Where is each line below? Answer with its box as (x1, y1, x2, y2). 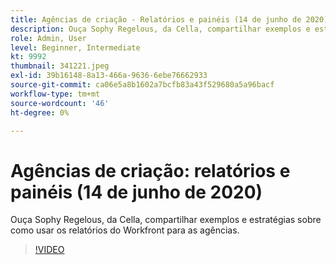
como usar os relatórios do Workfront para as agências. (10, 224, 240, 236)
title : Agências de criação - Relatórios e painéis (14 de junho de (10, 14, 302, 25)
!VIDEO (34, 244, 65, 256)
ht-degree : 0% (10, 107, 70, 118)
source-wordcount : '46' (10, 98, 110, 108)
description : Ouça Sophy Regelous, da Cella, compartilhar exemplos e (10, 24, 311, 34)
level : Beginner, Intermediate (10, 42, 141, 53)
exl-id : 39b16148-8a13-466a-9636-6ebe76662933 (10, 71, 208, 81)
